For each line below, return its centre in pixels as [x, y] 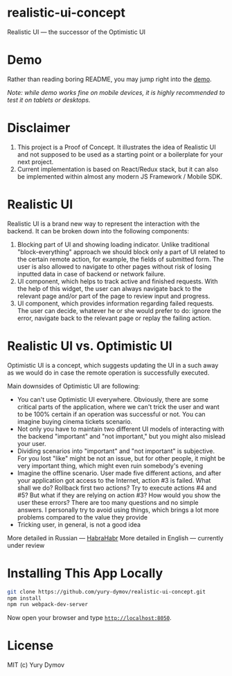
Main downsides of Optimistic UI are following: [74, 386]
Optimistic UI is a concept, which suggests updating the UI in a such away [113, 365]
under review [26, 545]
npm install [24, 598]
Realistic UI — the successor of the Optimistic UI [77, 32]
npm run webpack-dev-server [48, 605]
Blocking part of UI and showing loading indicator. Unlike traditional [113, 244]
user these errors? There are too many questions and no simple [108, 502]
